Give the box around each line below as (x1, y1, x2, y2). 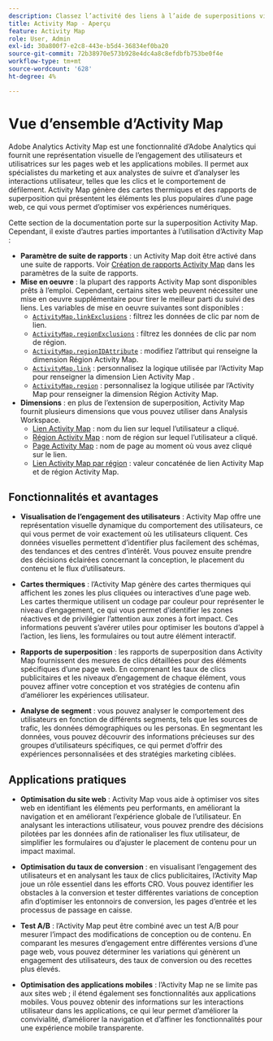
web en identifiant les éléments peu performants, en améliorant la (19, 803, 240, 813)
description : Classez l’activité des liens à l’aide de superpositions (8, 11, 256, 20)
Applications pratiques (8, 773, 128, 786)
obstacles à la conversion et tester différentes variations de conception (19, 888, 258, 898)
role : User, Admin (8, 34, 71, 43)
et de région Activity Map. (32, 467, 119, 477)
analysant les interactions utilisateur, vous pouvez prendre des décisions (19, 821, 264, 830)
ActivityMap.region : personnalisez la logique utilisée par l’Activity (32, 380, 254, 390)
